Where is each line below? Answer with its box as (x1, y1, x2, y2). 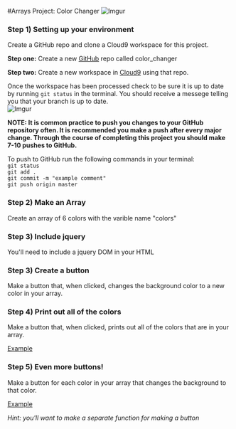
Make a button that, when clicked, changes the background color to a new (7, 282, 225, 290)
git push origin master (7, 181, 78, 189)
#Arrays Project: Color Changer (7, 7, 100, 15)
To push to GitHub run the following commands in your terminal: (7, 155, 195, 164)
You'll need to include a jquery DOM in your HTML (7, 248, 154, 256)
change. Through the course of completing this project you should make (7, 134, 226, 142)
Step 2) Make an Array (7, 198, 87, 208)
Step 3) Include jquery (7, 231, 86, 241)
